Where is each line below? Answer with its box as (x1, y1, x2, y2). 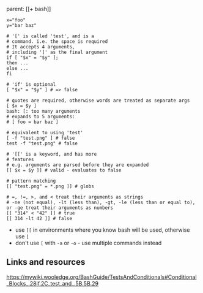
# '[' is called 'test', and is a (6, 33, 95, 39)
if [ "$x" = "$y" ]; (6, 55, 59, 61)
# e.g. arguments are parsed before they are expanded (6, 162, 149, 168)
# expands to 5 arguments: (6, 113, 75, 120)
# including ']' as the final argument (6, 49, 108, 55)
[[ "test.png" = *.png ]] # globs (6, 183, 95, 189)
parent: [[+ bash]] (6, 6, 51, 12)
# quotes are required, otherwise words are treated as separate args (6, 97, 190, 104)
